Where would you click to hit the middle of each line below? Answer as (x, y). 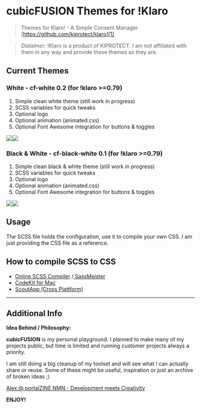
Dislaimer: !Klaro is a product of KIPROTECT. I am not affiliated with (104, 46)
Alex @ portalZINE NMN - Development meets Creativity (76, 388)
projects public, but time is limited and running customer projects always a (98, 346)
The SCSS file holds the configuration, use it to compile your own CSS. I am (99, 236)
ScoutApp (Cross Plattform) (49, 289)
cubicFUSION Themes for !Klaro (87, 11)
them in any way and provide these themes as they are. (89, 52)
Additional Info (34, 313)
